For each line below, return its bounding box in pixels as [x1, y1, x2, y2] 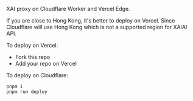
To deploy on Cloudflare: [6, 72, 69, 78]
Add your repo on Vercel [15, 60, 77, 67]
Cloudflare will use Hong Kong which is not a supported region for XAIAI [6, 24, 188, 30]
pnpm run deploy [6, 89, 47, 95]
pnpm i [6, 83, 23, 89]
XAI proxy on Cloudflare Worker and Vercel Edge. [6, 5, 130, 12]
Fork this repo [15, 54, 51, 60]
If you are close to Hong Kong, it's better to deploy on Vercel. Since [6, 17, 175, 24]
